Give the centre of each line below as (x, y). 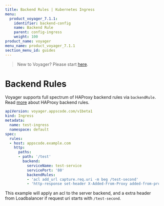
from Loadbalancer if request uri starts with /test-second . (63, 198)
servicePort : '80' (45, 170)
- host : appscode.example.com (40, 143)
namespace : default (29, 130)
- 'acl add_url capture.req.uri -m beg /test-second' (82, 179)
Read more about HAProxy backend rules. (47, 102)
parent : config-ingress (38, 32)
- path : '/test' (34, 157)
